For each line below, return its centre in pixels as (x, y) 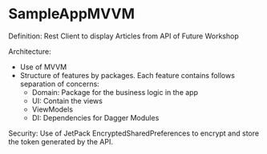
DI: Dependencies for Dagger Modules (95, 117)
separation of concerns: (60, 84)
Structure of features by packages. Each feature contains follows (127, 75)
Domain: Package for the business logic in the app (115, 92)
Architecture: (30, 51)
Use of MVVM (43, 67)
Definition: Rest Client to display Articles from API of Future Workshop (123, 36)
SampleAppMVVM (71, 14)
